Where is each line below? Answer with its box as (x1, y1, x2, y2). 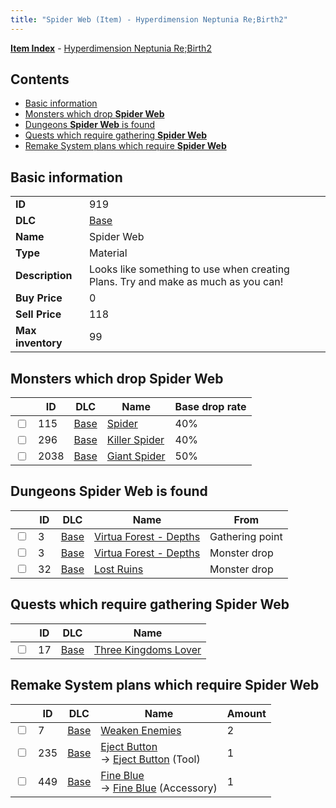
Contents (10, 71, 70, 88)
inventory (15, 336, 63, 350)
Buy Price (15, 291, 63, 305)
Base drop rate (174, 400, 247, 414)
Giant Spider (106, 449, 166, 463)
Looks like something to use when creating (88, 262, 290, 276)
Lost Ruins (93, 562, 144, 576)
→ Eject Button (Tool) (100, 752, 201, 766)
